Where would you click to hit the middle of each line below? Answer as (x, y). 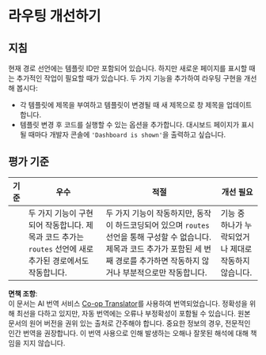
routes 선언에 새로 (61, 248)
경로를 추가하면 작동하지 (158, 260)
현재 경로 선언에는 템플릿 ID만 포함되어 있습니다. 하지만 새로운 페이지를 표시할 (128, 68)
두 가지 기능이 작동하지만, (150, 213)
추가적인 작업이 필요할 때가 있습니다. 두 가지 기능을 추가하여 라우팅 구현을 (129, 78)
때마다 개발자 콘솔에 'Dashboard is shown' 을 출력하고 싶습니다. (127, 134)
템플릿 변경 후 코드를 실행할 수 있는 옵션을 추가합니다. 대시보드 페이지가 (129, 125)
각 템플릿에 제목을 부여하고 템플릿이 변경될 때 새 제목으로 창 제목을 (122, 105)
